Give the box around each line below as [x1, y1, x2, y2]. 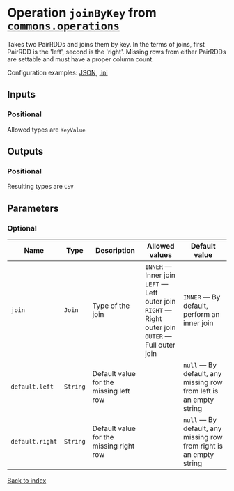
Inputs [7, 88, 36, 100]
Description [95, 246, 136, 255]
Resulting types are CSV [7, 182, 75, 191]
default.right [10, 437, 58, 445]
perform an [183, 310, 220, 319]
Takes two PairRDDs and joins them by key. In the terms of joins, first [7, 40, 205, 48]
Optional [7, 223, 37, 233]
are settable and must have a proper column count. [7, 54, 155, 63]
